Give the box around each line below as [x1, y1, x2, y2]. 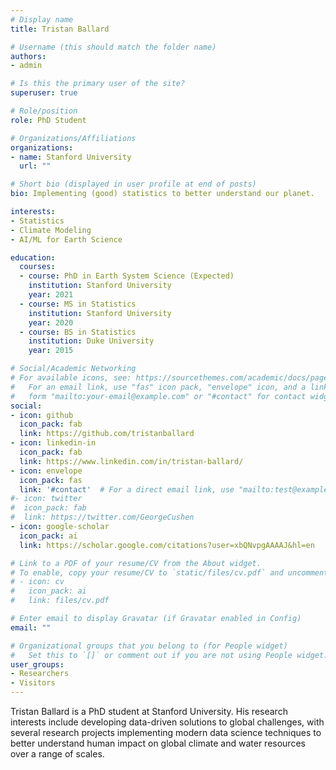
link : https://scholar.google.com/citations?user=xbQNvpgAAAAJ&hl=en [19, 540, 315, 550]
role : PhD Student [10, 115, 87, 125]
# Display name [10, 14, 74, 25]
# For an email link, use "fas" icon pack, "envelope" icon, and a [10, 382, 307, 392]
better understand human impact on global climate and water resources [10, 737, 306, 749]
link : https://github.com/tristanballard [19, 429, 195, 439]
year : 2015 [28, 346, 74, 356]
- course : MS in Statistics [19, 299, 137, 309]
